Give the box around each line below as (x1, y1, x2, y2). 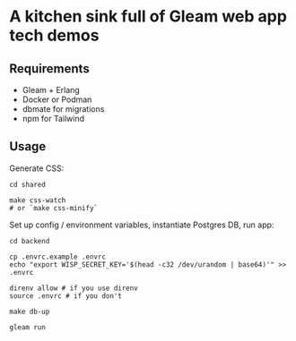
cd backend (9, 236, 50, 245)
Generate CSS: (9, 163, 65, 174)
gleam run (9, 322, 47, 332)
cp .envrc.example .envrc (9, 252, 106, 261)
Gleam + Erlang (22, 85, 81, 95)
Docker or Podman (22, 94, 92, 105)
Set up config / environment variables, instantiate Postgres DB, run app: (9, 219, 274, 230)
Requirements (9, 61, 90, 76)
